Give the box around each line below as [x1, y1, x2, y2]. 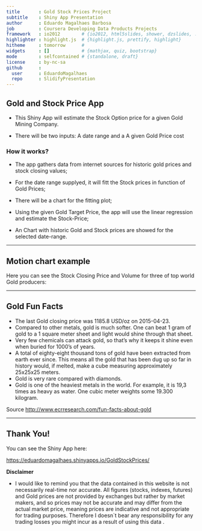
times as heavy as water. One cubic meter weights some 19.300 [14, 387, 173, 394]
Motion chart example [6, 256, 91, 266]
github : [6, 64, 42, 71]
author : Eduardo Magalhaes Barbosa [6, 20, 112, 26]
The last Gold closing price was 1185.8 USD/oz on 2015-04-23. [14, 317, 170, 325]
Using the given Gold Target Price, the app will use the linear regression [14, 209, 193, 216]
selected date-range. [14, 233, 67, 241]
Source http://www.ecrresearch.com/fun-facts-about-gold [6, 405, 151, 413]
